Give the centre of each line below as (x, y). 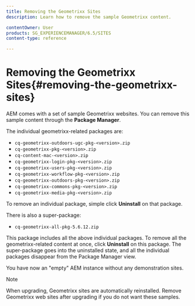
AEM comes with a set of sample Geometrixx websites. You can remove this (98, 114)
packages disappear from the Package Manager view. (71, 257)
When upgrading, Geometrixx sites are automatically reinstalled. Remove (94, 291)
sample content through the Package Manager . (64, 120)
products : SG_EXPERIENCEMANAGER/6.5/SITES (59, 33)
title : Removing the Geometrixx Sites (53, 11)
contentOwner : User (30, 28)
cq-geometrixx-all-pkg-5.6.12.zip (57, 227)
